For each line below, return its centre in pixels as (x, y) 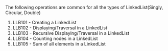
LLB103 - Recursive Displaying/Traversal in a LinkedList (71, 33)
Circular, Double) (23, 13)
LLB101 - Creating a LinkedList (44, 22)
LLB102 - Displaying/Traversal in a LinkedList (60, 28)
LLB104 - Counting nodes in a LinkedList (55, 38)
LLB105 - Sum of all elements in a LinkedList (59, 44)
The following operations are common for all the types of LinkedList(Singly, (84, 7)
